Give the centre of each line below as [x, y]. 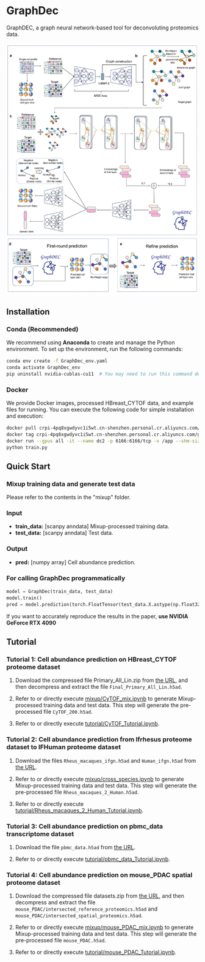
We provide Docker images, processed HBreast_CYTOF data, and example [100, 403]
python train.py [27, 447]
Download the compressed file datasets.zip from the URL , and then [99, 896]
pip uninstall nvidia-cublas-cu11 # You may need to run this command [99, 374]
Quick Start [28, 466]
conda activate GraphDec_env [43, 367]
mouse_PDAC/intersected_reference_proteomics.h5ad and [86, 909]
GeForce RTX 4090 [31, 623]
